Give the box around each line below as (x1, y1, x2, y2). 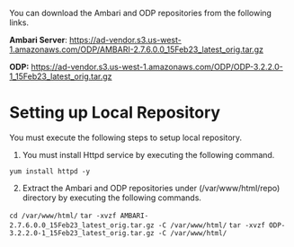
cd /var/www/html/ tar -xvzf (9, 211, 117, 220)
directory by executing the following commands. (22, 192, 202, 203)
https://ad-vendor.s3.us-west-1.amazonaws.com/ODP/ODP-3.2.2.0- (31, 62, 283, 72)
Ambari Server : (9, 35, 67, 45)
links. (9, 17, 30, 28)
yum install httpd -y (9, 166, 91, 176)
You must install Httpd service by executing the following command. (22, 149, 275, 160)
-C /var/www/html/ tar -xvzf (157, 220, 265, 230)
